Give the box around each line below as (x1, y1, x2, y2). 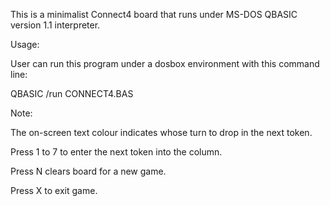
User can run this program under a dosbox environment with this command (10, 58, 320, 69)
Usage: (10, 39, 40, 50)
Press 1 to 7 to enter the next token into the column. (10, 146, 223, 158)
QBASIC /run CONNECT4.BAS (10, 88, 134, 99)
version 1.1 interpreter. (10, 19, 101, 31)
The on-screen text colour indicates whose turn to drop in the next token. (10, 127, 313, 138)
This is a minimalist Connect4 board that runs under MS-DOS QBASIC (10, 9, 298, 20)
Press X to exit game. (10, 185, 98, 196)
